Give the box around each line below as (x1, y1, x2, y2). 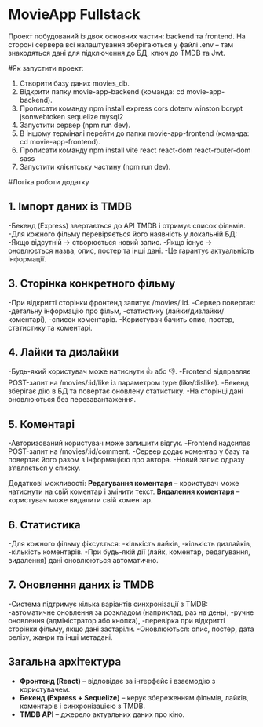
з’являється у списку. (8, 463, 81, 473)
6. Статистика (8, 518, 81, 532)
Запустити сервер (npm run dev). (19, 120, 131, 130)
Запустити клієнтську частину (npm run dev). (19, 162, 171, 171)
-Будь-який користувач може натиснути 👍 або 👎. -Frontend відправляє (8, 367, 251, 376)
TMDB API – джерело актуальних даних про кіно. (19, 709, 185, 719)
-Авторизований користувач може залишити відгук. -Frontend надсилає (8, 438, 251, 448)
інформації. (8, 254, 46, 264)
